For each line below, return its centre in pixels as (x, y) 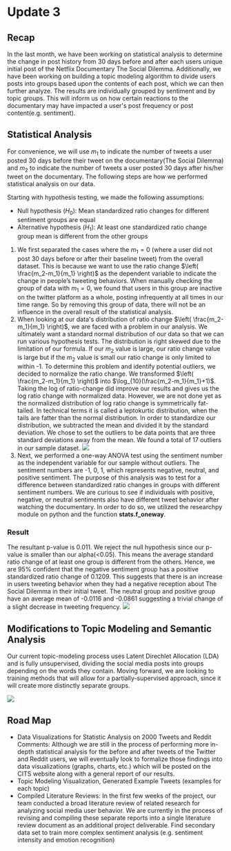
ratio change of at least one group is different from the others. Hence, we (111, 562)
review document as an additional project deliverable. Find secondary (116, 825)
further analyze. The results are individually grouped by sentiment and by (111, 91)
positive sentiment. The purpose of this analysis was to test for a (109, 477)
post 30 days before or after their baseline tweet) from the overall (110, 258)
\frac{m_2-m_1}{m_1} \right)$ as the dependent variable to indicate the (117, 273)
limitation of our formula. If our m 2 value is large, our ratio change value (119, 349)
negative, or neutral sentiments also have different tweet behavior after (118, 500)
